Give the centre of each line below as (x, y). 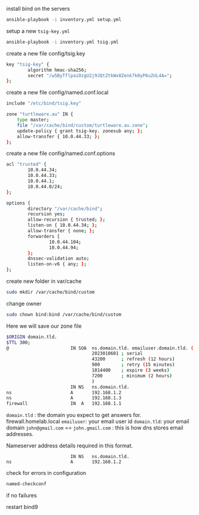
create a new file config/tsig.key (46, 53)
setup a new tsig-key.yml (38, 31)
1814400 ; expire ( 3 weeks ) (131, 370)
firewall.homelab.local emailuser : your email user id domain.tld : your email (98, 422)
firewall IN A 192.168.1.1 (64, 404)
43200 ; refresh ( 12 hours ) (133, 359)
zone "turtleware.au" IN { (40, 114)
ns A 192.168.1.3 (64, 398)
